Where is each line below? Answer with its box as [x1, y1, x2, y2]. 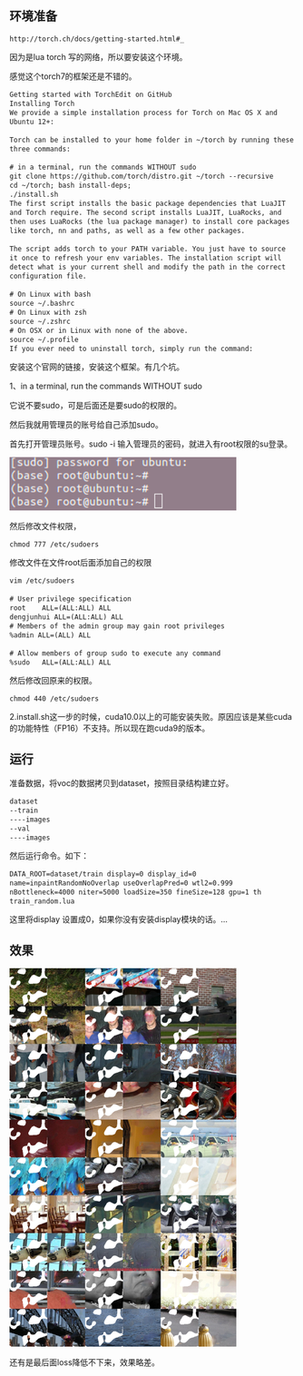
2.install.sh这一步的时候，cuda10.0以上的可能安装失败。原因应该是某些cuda [9, 712, 293, 722]
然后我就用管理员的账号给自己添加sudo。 [9, 418, 163, 429]
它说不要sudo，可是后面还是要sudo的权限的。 [9, 399, 182, 410]
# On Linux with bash [9, 290, 92, 299]
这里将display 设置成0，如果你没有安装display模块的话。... [9, 913, 229, 924]
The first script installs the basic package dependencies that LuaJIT [9, 199, 286, 208]
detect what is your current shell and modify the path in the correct [9, 262, 286, 271]
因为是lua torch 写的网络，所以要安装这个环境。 [9, 51, 188, 62]
